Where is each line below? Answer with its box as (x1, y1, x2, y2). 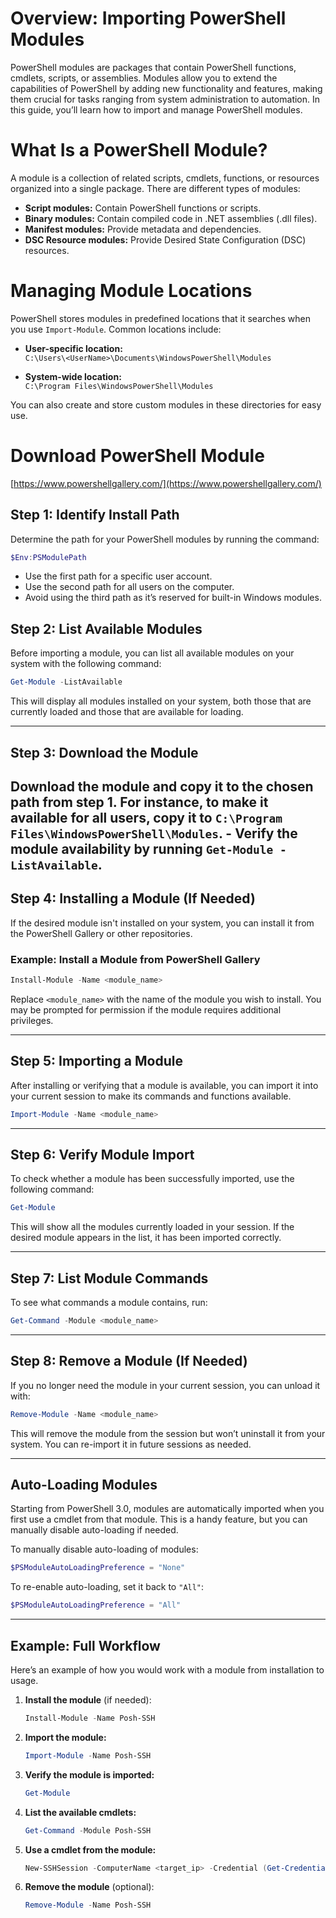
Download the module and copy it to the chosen (10, 778, 314, 795)
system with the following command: (10, 658, 162, 670)
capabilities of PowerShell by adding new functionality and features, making (10, 82, 323, 94)
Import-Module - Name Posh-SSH (24, 1750, 152, 1761)
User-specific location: (24, 342, 123, 354)
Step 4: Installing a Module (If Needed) (10, 890, 256, 907)
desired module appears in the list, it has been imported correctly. (10, 1232, 282, 1244)
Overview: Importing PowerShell (10, 7, 287, 30)
